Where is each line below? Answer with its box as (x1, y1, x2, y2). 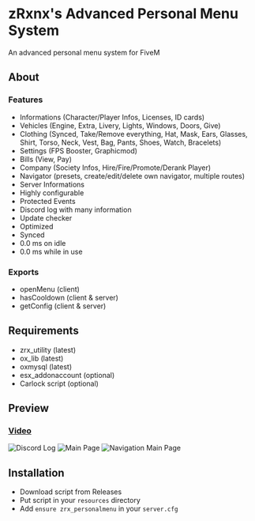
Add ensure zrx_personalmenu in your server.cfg (19, 504, 178, 514)
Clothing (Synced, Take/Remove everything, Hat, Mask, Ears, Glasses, (19, 129, 248, 138)
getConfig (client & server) (19, 301, 107, 311)
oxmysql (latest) (19, 361, 73, 372)
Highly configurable (19, 187, 84, 198)
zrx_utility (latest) (19, 345, 77, 354)
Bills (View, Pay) (19, 154, 73, 164)
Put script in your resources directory (19, 496, 141, 505)
